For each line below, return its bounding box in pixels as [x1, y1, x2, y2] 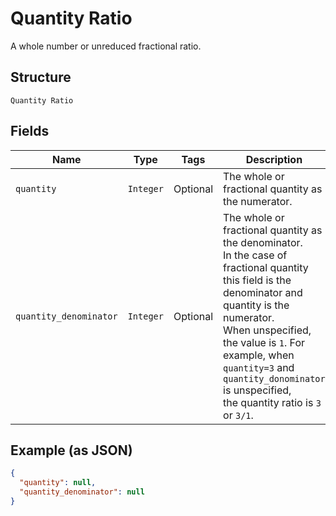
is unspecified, [223, 383, 292, 397]
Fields [10, 123, 50, 140]
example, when [223, 348, 295, 362]
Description [245, 152, 303, 166]
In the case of [223, 248, 288, 262]
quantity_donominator [223, 373, 326, 384]
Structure [10, 69, 72, 86]
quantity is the [223, 298, 290, 312]
